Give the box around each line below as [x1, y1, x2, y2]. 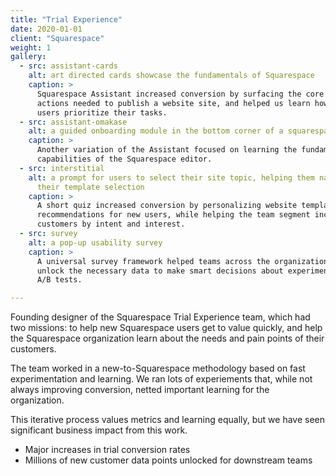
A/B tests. [36, 275, 83, 285]
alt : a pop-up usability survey [28, 237, 163, 248]
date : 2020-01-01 [10, 24, 83, 34]
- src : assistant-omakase [19, 117, 128, 127]
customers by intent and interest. [36, 219, 186, 230]
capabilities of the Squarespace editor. [36, 154, 213, 164]
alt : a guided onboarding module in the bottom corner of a [28, 126, 284, 136]
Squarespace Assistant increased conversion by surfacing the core [36, 89, 325, 99]
